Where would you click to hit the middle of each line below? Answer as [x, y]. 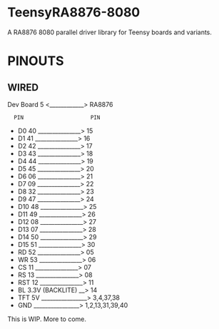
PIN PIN [57, 117]
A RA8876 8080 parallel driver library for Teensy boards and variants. [110, 32]
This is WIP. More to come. [47, 319]
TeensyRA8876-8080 [74, 12]
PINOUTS [36, 61]
